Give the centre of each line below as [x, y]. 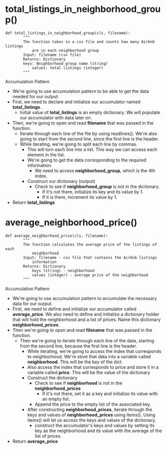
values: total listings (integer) [68, 68]
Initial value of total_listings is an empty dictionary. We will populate [90, 112]
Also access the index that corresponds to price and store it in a [93, 367]
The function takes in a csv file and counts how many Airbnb [89, 42]
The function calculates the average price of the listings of [90, 244]
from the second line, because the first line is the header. [78, 346]
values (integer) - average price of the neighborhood [90, 275]
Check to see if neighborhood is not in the [79, 383]
